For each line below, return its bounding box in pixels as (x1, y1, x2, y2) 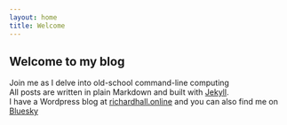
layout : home (9, 12, 58, 22)
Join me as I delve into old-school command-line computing (9, 77, 229, 89)
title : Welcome (9, 21, 66, 30)
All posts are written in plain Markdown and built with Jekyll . (9, 87, 229, 98)
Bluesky (9, 105, 38, 116)
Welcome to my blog (9, 54, 125, 69)
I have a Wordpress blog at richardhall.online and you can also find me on (9, 97, 278, 107)
